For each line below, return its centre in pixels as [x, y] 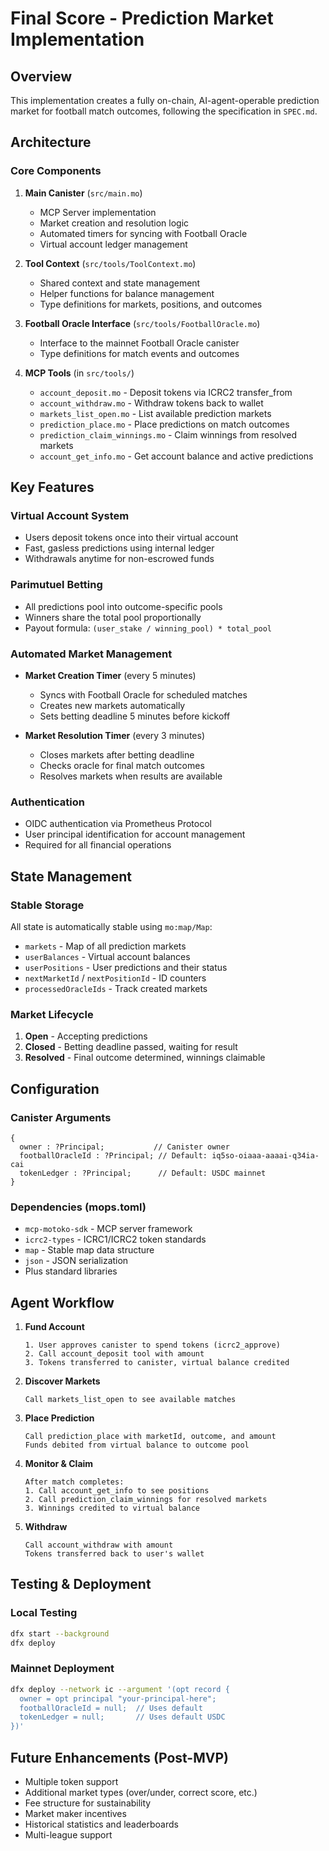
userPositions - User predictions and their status [126, 967]
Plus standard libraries [71, 1271]
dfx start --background [60, 1633]
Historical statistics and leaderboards [101, 1824]
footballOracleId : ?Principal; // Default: [113, 1155]
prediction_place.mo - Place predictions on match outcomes [164, 424]
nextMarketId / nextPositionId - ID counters [115, 978]
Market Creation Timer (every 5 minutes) [110, 675]
